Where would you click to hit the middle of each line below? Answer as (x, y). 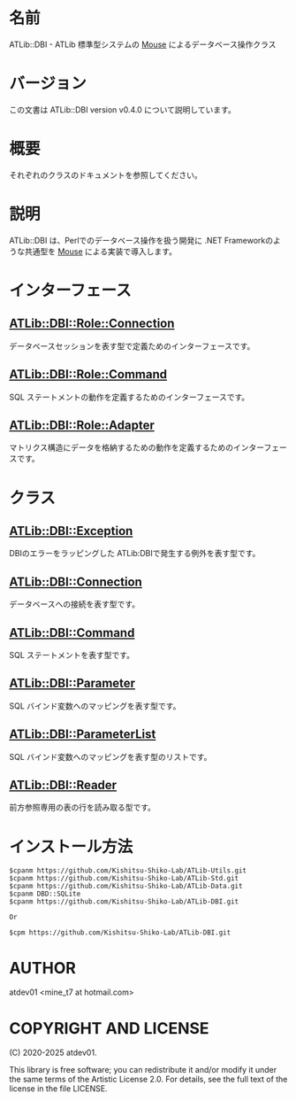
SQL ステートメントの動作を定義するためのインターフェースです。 (129, 397)
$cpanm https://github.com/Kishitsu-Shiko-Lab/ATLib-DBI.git (124, 902)
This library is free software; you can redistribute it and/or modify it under (143, 1070)
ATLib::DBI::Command (72, 633)
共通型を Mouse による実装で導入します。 (100, 251)
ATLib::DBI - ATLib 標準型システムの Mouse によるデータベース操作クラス (143, 44)
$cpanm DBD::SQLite (45, 894)
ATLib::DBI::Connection (76, 582)
